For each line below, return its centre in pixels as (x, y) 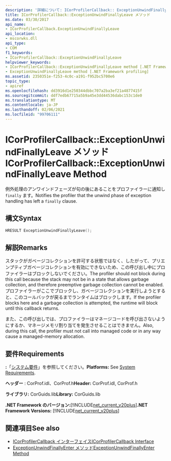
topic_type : (18, 81)
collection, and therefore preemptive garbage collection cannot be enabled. (84, 285)
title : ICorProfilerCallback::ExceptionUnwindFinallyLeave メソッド (78, 15)
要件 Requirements (35, 354)
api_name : (16, 24)
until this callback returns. (32, 308)
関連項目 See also (33, 428)
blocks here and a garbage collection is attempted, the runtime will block (81, 303)
